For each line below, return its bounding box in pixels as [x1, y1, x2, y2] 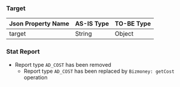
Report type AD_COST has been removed [14, 61, 111, 68]
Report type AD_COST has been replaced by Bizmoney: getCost [23, 67, 175, 74]
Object [114, 30, 134, 38]
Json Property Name [9, 20, 70, 28]
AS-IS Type [75, 20, 109, 28]
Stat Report [6, 48, 40, 56]
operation [23, 73, 48, 81]
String [75, 30, 92, 38]
